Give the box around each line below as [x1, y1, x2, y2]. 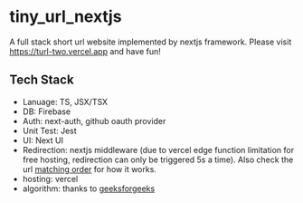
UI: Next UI [22, 134, 63, 146]
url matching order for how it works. [22, 163, 156, 174]
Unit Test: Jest [22, 125, 77, 136]
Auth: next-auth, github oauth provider [22, 115, 166, 126]
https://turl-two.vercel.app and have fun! [9, 45, 161, 56]
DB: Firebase [22, 106, 71, 117]
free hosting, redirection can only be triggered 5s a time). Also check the [22, 154, 294, 165]
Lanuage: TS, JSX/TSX [22, 96, 109, 107]
